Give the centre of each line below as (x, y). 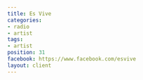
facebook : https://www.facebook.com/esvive (72, 59)
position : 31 (26, 53)
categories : (25, 20)
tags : (15, 40)
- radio (19, 26)
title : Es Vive (29, 14)
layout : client (29, 65)
